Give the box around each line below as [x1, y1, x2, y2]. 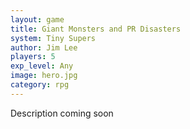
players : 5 [10, 52, 56, 62]
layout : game [10, 14, 65, 25]
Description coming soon [10, 107, 114, 119]
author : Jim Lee [10, 42, 78, 53]
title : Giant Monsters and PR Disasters [10, 24, 182, 34]
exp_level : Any [10, 61, 74, 71]
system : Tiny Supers [10, 33, 97, 43]
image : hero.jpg [10, 71, 78, 81]
